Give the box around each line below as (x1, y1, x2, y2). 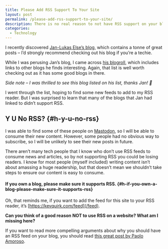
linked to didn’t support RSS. (5, 100, 64, 106)
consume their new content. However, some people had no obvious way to (5, 133, 159, 139)
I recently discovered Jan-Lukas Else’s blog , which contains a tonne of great (5, 45, 162, 50)
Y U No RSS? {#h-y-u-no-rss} (5, 115, 99, 123)
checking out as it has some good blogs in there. (5, 70, 106, 76)
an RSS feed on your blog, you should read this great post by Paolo (5, 233, 143, 239)
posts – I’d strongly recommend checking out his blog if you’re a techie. (5, 50, 152, 56)
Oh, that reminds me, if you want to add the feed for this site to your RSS (5, 197, 155, 203)
